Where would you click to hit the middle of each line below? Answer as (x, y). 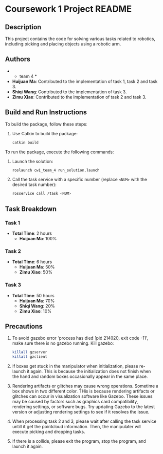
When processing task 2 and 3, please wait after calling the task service (84, 421)
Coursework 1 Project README (68, 9)
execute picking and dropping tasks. (48, 432)
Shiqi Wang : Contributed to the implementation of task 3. (69, 92)
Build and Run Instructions (46, 113)
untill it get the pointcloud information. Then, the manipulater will (77, 427)
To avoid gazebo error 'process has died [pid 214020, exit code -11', (80, 338)
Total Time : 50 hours (33, 295)
